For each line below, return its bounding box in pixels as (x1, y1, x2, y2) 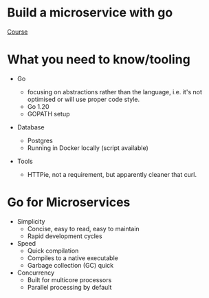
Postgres (27, 136, 53, 145)
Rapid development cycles (27, 232, 102, 240)
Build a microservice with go (7, 5, 173, 21)
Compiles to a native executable (27, 253, 118, 262)
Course (7, 28, 28, 36)
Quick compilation (27, 246, 79, 255)
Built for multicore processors (27, 275, 112, 284)
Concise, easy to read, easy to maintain (27, 224, 140, 233)
